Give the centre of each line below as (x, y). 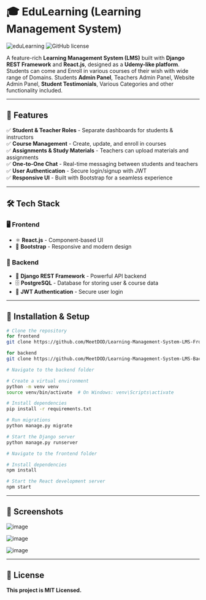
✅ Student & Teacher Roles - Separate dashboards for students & (90, 130)
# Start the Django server (41, 437)
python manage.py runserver (42, 442)
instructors (20, 137)
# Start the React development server (56, 481)
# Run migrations (29, 420)
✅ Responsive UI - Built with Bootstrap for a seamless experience (90, 178)
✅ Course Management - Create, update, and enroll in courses (86, 143)
